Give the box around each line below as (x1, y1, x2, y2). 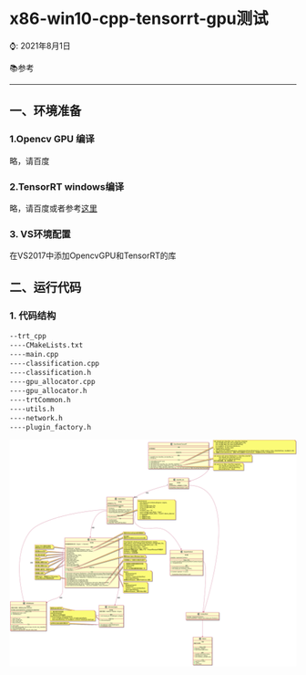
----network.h (9, 413, 64, 422)
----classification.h (9, 368, 92, 377)
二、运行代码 (9, 279, 82, 295)
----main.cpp (9, 349, 59, 358)
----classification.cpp (9, 358, 100, 368)
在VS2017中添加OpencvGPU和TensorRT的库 (9, 250, 177, 261)
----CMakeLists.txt (9, 340, 84, 349)
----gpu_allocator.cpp (9, 377, 96, 386)
